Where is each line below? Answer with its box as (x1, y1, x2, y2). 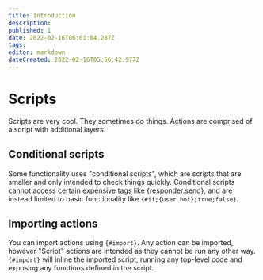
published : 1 (8, 26, 51, 34)
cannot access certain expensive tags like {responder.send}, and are (8, 186, 233, 195)
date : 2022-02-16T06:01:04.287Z (8, 33, 115, 42)
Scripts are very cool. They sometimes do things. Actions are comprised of (8, 116, 253, 125)
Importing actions (8, 217, 98, 231)
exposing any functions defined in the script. (8, 263, 154, 273)
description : (8, 19, 51, 27)
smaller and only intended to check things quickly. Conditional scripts (8, 177, 235, 186)
